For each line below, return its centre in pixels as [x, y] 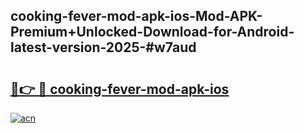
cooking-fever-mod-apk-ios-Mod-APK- [136, 16]
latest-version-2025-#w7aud [103, 47]
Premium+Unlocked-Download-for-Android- [152, 32]
